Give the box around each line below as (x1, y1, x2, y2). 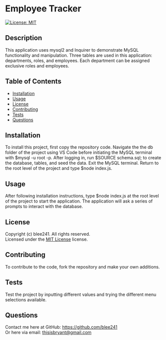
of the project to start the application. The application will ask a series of (5, 198, 153, 204)
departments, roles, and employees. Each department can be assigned (5, 58, 150, 64)
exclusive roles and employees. (5, 63, 69, 68)
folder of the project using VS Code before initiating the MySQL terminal (5, 149, 152, 155)
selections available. (5, 296, 47, 303)
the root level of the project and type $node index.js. (5, 165, 112, 171)
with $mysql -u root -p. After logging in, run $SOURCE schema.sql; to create (5, 155, 162, 161)
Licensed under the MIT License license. (5, 236, 88, 242)
